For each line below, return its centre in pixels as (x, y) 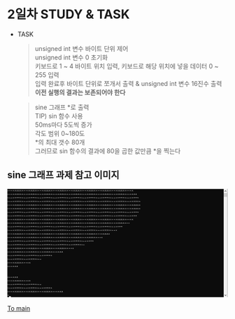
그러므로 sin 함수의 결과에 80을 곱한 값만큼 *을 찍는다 (108, 150)
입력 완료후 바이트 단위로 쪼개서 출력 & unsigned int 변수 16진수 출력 (128, 83)
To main (19, 308)
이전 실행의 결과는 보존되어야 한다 (80, 92)
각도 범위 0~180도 (60, 133)
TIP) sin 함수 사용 (59, 115)
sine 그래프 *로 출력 (62, 107)
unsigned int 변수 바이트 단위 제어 (81, 48)
